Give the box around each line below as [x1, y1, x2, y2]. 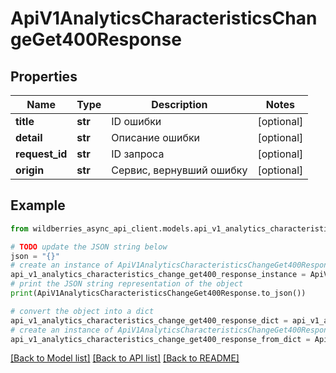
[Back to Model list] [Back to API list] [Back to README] [10, 352, 240, 364]
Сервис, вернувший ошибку [111, 163, 248, 177]
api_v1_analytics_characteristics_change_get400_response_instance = [10, 270, 307, 280]
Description [151, 98, 208, 111]
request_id [15, 147, 68, 161]
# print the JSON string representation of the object [10, 279, 244, 289]
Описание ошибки [111, 131, 201, 144]
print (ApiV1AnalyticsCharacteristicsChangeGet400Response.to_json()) [10, 288, 307, 299]
